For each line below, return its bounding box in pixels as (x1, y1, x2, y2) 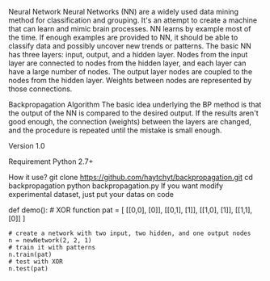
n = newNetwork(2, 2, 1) (8, 237, 92, 245)
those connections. (8, 84, 73, 94)
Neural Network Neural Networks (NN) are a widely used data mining (8, 7, 238, 16)
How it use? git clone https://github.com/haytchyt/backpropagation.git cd (8, 173, 253, 182)
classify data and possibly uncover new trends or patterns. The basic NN (8, 41, 252, 51)
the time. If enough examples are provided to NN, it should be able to (8, 32, 238, 42)
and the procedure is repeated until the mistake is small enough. (8, 125, 222, 135)
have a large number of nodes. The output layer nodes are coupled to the (8, 67, 253, 76)
